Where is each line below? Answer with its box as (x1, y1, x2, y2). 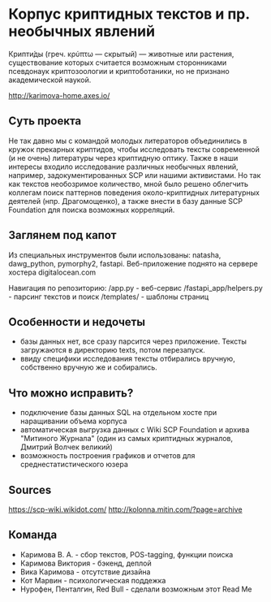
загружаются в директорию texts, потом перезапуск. (19, 345, 205, 355)
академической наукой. (8, 75, 92, 84)
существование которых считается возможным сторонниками (8, 58, 227, 67)
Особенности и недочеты (8, 314, 146, 329)
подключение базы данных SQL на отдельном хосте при (19, 408, 217, 418)
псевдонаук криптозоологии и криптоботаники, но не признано (8, 66, 230, 76)
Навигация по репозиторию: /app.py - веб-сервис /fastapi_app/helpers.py (8, 283, 264, 292)
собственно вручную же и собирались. (19, 362, 157, 372)
